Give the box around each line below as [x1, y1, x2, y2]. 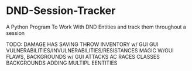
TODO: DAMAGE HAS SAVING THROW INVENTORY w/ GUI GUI [6, 41, 159, 48]
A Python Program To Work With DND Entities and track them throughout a [6, 23, 186, 30]
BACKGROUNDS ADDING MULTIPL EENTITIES [6, 59, 118, 66]
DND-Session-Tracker [6, 4, 116, 17]
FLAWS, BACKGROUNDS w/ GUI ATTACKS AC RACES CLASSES [6, 53, 160, 60]
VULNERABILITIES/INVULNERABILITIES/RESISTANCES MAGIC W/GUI [6, 47, 174, 54]
